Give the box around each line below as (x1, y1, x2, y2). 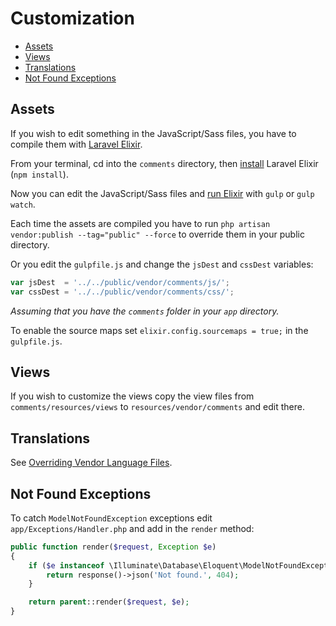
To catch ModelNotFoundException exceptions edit (10, 512, 213, 524)
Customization (10, 7, 135, 30)
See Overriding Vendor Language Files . (10, 457, 173, 469)
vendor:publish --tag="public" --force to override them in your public (10, 228, 305, 240)
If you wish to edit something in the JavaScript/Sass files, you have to (10, 127, 297, 139)
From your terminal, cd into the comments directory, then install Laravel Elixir (10, 157, 319, 169)
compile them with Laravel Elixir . (10, 138, 143, 150)
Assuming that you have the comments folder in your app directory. (10, 305, 280, 317)
